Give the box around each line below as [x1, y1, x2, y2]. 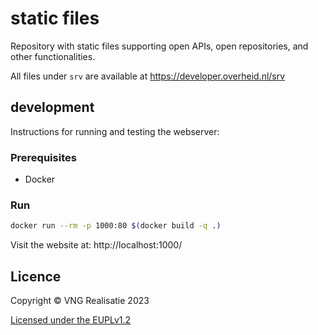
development [10, 99, 95, 116]
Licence [10, 268, 62, 285]
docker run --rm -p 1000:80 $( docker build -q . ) [10, 221, 222, 231]
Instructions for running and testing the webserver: [10, 125, 220, 137]
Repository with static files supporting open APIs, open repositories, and [10, 40, 309, 52]
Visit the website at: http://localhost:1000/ [10, 239, 183, 251]
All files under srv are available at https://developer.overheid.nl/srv [10, 70, 286, 82]
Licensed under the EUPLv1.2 [10, 314, 132, 326]
